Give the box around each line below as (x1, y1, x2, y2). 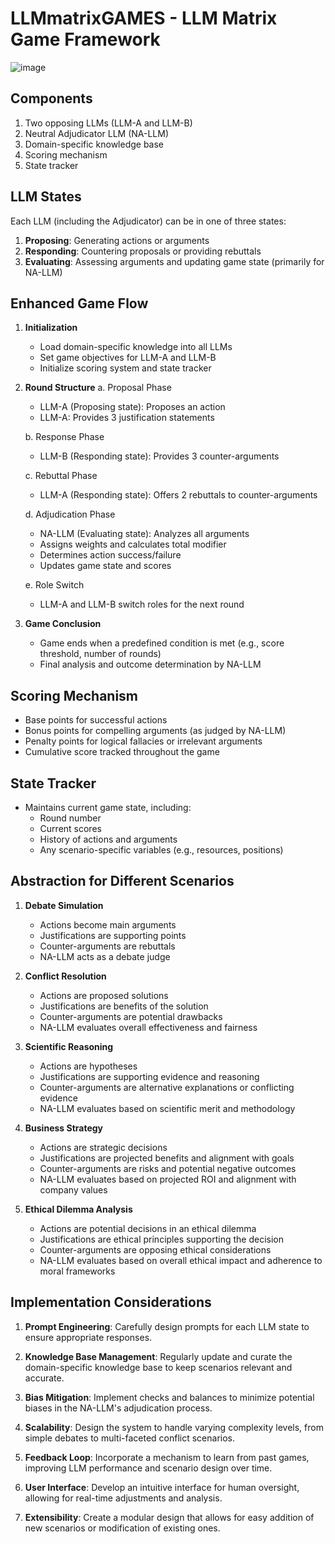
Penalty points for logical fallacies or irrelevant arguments (24, 735, 263, 747)
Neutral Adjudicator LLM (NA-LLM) (24, 127, 170, 139)
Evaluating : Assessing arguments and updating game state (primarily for (24, 255, 325, 267)
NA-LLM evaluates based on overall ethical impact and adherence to (39, 1254, 323, 1266)
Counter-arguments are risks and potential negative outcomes (39, 1162, 297, 1174)
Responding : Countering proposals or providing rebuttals (24, 245, 262, 257)
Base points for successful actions (24, 714, 168, 726)
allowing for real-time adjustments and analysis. (24, 1492, 223, 1504)
